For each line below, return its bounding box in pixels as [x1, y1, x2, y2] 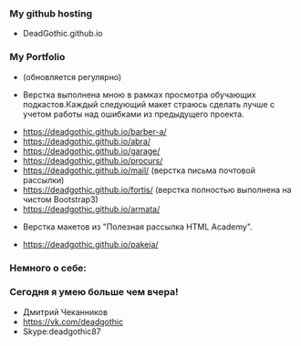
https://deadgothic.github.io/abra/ [22, 136, 151, 147]
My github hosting [9, 7, 93, 20]
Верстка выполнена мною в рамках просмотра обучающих [22, 89, 257, 100]
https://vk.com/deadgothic [22, 316, 124, 327]
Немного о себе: [9, 261, 87, 274]
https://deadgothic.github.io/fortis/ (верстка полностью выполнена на [22, 184, 292, 195]
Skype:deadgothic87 [22, 326, 102, 337]
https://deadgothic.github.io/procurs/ [22, 155, 163, 166]
